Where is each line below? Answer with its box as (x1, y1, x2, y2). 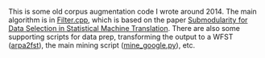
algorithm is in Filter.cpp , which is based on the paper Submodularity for (8, 15, 248, 25)
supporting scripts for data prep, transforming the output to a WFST (8, 32, 234, 41)
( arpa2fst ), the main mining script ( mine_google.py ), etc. (8, 41, 196, 50)
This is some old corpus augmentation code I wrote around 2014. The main (8, 7, 258, 16)
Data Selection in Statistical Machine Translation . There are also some (8, 24, 240, 33)
